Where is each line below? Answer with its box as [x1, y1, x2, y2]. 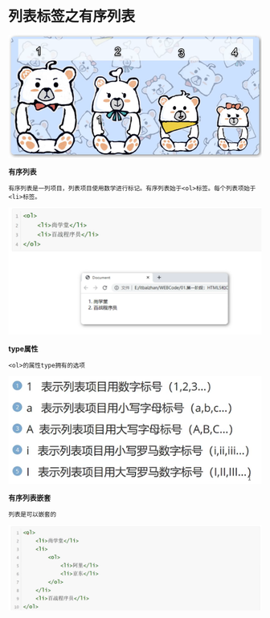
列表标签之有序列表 [8, 7, 136, 26]
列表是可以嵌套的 [8, 510, 57, 518]
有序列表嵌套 [8, 493, 51, 502]
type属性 [8, 344, 39, 353]
